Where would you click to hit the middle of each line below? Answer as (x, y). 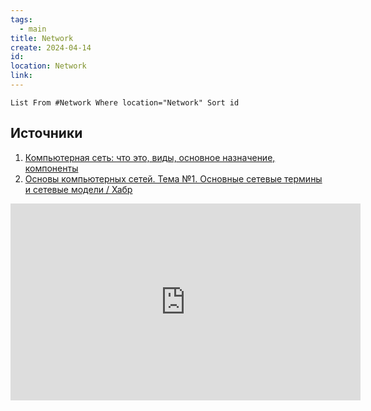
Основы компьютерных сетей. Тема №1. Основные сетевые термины (173, 178)
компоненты (51, 168)
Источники (46, 133)
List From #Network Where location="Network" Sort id (125, 102)
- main (33, 29)
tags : (21, 19)
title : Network (42, 38)
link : (21, 76)
